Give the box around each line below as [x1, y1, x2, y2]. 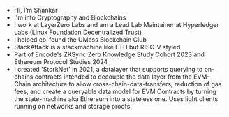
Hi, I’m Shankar [13, 6, 58, 14]
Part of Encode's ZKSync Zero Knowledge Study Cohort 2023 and [13, 50, 205, 58]
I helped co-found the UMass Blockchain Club [13, 36, 147, 44]
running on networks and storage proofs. [13, 102, 133, 110]
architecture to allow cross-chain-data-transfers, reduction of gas [32, 80, 222, 88]
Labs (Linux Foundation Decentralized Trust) [13, 28, 142, 36]
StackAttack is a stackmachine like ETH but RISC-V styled [13, 43, 181, 51]
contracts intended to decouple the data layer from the [34, 72, 192, 81]
